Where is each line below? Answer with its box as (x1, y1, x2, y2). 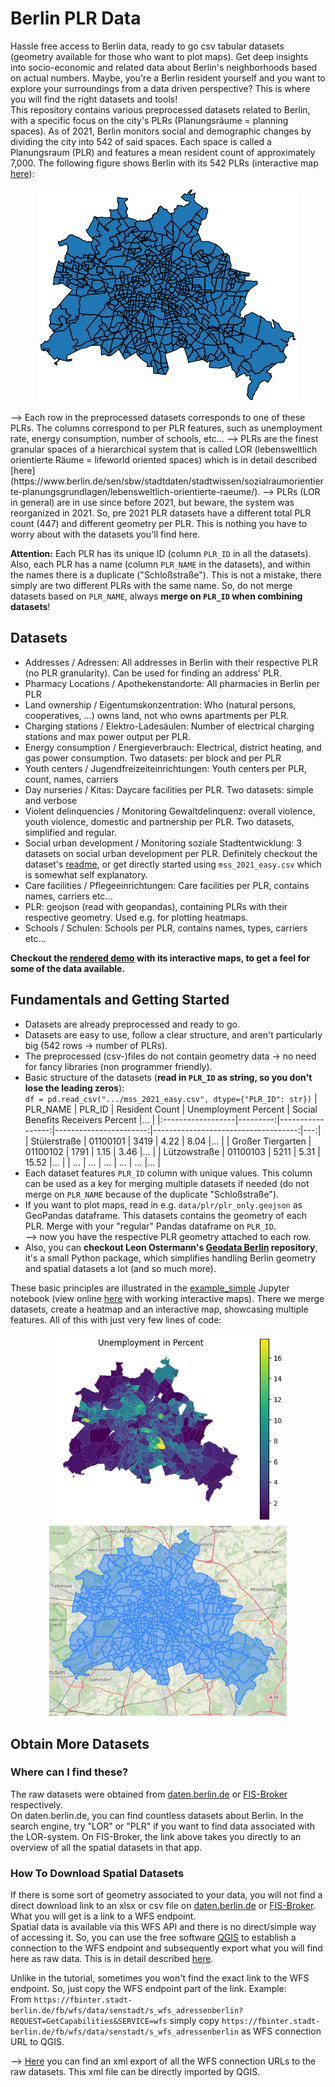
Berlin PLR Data (10, 7, 142, 30)
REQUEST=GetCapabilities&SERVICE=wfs (10, 2017, 168, 2027)
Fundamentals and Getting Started (10, 992, 230, 1009)
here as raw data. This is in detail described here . (10, 1953, 214, 1965)
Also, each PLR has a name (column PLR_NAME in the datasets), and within (10, 558, 311, 570)
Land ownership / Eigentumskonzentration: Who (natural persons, (24, 698, 297, 711)
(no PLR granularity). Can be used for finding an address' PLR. (24, 667, 282, 679)
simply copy (169, 2015, 220, 2027)
